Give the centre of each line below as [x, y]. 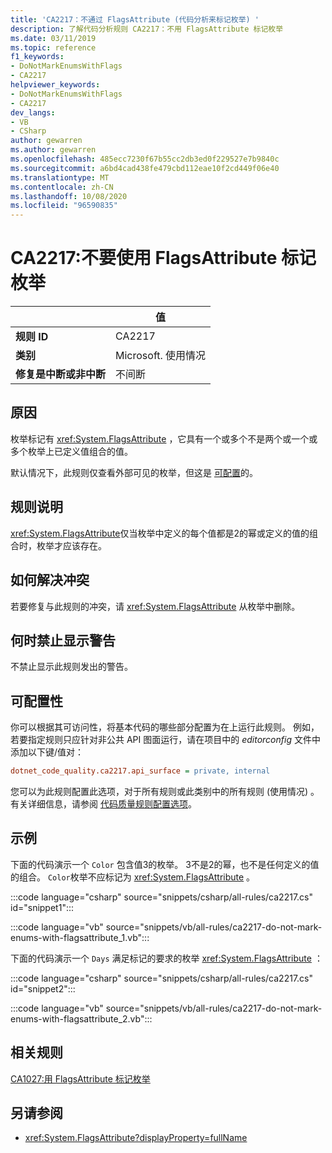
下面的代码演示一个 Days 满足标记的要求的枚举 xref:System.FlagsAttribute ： [166, 958]
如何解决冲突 [50, 580]
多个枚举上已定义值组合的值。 [71, 451]
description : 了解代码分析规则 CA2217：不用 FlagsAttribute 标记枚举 [147, 29]
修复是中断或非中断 [61, 374]
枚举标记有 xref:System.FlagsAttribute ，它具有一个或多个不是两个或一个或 [164, 438]
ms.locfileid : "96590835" [64, 206]
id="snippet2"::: [43, 988]
